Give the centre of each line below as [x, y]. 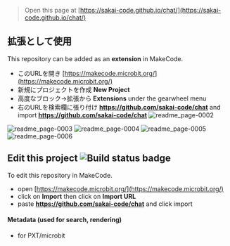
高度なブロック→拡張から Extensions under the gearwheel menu [112, 98]
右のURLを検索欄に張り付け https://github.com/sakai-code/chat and [119, 107]
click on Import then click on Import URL [77, 196]
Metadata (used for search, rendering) [64, 220]
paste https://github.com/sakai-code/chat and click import [105, 204]
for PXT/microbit [41, 235]
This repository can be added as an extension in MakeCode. [95, 58]
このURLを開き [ [41, 73]
